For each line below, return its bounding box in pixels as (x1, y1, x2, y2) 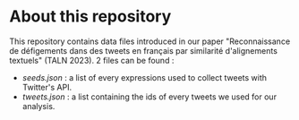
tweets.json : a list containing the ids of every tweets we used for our (21, 91, 278, 102)
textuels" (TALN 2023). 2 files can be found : (9, 55, 175, 65)
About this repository (9, 6, 172, 27)
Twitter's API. (21, 81, 73, 92)
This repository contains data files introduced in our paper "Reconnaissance (9, 36, 291, 47)
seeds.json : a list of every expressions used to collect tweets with (21, 72, 267, 82)
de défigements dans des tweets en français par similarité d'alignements (9, 45, 278, 56)
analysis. (21, 100, 56, 111)
